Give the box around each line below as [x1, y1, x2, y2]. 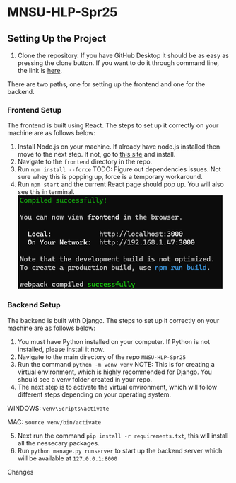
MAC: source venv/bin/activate [7, 417, 101, 426]
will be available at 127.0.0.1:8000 [17, 454, 118, 462]
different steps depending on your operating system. [17, 390, 172, 399]
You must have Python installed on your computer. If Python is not [17, 337, 211, 346]
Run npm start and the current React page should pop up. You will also [17, 180, 224, 188]
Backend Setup [7, 300, 61, 310]
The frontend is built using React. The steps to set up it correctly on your [7, 121, 219, 130]
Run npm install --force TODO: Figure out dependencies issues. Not [17, 165, 221, 174]
